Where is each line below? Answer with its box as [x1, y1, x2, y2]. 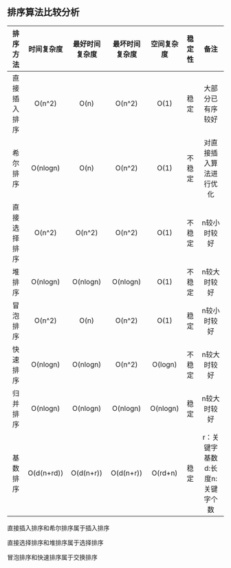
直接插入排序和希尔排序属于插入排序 [7, 523, 110, 532]
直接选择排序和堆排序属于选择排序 [7, 538, 104, 547]
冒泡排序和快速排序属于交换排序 [7, 553, 98, 561]
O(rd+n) [151, 468, 178, 478]
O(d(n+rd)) [27, 468, 64, 478]
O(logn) [152, 359, 177, 369]
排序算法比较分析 [7, 6, 80, 19]
